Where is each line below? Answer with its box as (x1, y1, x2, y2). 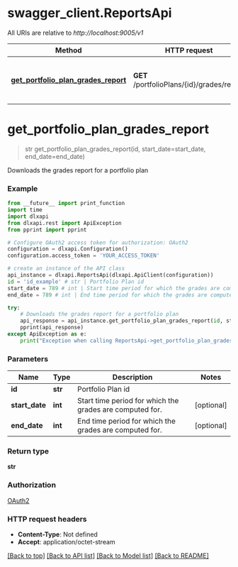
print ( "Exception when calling (20, 337, 113, 344)
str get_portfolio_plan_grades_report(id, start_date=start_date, (24, 144, 206, 153)
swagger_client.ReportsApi (7, 5, 172, 21)
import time (7, 207, 42, 214)
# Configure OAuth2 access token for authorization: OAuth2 (7, 239, 189, 246)
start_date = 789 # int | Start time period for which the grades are (7, 285, 220, 292)
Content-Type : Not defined (17, 530, 98, 539)
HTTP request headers (7, 514, 87, 524)
